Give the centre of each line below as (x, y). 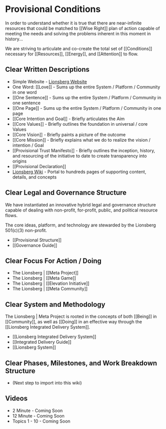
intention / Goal (28, 145)
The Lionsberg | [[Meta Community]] (50, 289)
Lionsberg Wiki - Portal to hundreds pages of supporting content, (79, 172)
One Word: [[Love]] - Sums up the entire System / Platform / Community (86, 87)
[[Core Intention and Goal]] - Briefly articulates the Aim (69, 119)
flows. (11, 215)
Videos (16, 398)
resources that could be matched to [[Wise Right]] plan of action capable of (83, 28)
